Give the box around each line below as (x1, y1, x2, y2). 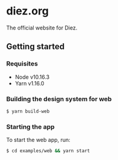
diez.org (6, 4, 49, 18)
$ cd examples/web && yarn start (6, 148, 90, 154)
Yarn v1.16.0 (14, 79, 45, 87)
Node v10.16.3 (14, 73, 50, 81)
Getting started (6, 42, 65, 52)
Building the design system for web (6, 94, 112, 103)
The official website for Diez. (6, 24, 78, 31)
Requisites (6, 60, 38, 68)
